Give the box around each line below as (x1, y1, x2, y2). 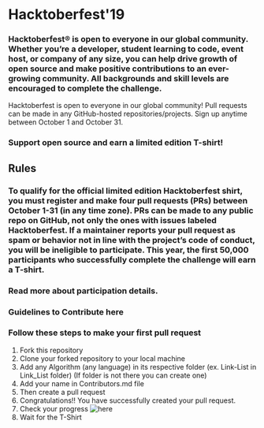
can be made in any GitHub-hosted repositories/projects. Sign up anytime (8, 109, 248, 119)
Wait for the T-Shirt (19, 412, 83, 422)
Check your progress (19, 404, 89, 413)
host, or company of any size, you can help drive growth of (8, 54, 238, 65)
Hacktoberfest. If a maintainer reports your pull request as (8, 225, 236, 236)
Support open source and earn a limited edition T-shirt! (8, 137, 223, 148)
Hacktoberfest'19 (8, 6, 125, 24)
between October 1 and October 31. (8, 117, 124, 127)
